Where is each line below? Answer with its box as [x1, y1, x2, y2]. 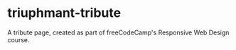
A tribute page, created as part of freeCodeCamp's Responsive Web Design [7, 28, 230, 37]
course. [7, 35, 30, 44]
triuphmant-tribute [7, 5, 122, 21]
